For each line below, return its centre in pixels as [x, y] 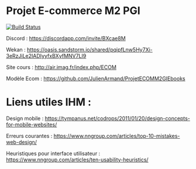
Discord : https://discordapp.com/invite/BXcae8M [66, 38]
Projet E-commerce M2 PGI [73, 11]
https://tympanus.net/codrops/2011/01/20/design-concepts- [117, 118]
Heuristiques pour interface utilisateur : [53, 153]
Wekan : [16, 49]
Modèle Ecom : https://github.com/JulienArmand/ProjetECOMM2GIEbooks [96, 78]
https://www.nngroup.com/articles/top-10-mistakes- [117, 136]
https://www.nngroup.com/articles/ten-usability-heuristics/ [77, 160]
